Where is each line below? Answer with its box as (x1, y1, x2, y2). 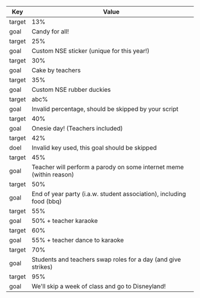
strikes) (32, 263, 53, 271)
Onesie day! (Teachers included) (32, 125, 123, 132)
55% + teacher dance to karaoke (32, 236, 124, 244)
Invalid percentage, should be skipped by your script (32, 105, 179, 113)
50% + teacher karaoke (32, 217, 98, 225)
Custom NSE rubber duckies (32, 86, 111, 94)
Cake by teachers (32, 66, 81, 74)
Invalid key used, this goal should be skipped (32, 144, 157, 151)
